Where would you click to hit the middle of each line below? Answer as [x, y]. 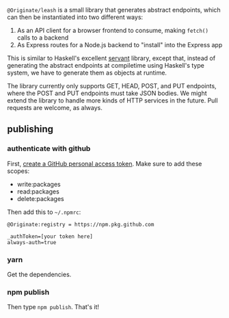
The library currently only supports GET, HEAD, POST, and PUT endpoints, [112, 86]
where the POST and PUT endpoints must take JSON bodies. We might [107, 93]
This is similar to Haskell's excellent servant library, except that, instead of [111, 58]
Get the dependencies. [39, 274]
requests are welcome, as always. [55, 108]
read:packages [38, 191]
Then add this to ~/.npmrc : [44, 212]
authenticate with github [49, 148]
